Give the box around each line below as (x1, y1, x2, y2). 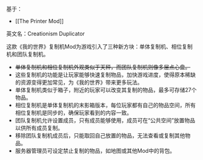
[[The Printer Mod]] (15, 18, 64, 24)
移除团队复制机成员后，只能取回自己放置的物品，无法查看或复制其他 (15, 132, 185, 139)
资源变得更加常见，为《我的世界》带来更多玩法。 (20, 78, 143, 86)
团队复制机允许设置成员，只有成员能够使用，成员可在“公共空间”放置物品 (15, 117, 196, 123)
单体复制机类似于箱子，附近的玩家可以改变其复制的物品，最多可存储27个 (15, 86, 197, 93)
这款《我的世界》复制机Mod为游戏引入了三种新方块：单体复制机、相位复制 (6, 43, 193, 50)
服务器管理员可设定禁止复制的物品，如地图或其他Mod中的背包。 (15, 147, 176, 154)
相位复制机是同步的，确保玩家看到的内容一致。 (15, 109, 132, 116)
